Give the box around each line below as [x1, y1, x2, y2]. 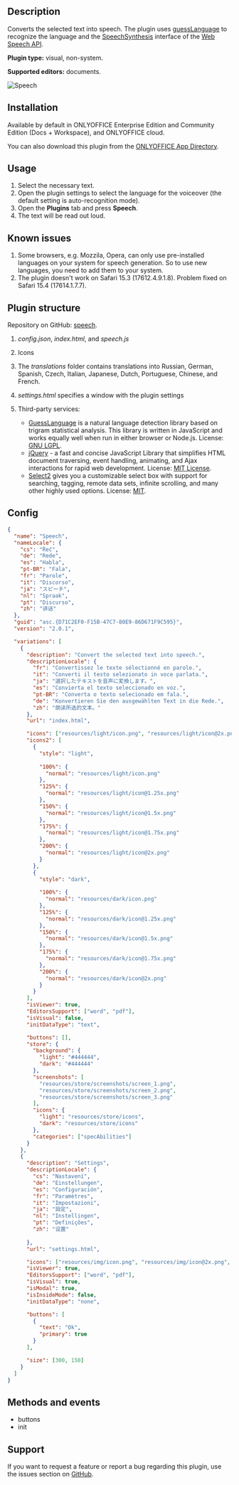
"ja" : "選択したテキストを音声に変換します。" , [33, 678, 156, 685]
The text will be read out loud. [17, 211, 105, 220]
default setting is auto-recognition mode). [17, 196, 140, 205]
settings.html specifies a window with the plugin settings [17, 391, 184, 400]
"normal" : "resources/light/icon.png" [45, 770, 161, 777]
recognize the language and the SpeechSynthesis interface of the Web [7, 32, 216, 41]
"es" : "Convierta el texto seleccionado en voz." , [33, 684, 186, 691]
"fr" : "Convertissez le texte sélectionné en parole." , [33, 664, 202, 671]
